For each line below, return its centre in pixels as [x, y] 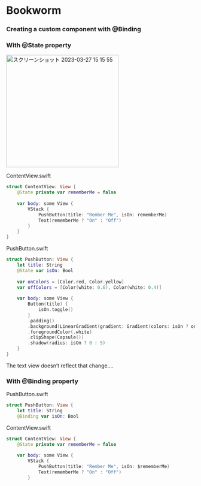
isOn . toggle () [56, 310]
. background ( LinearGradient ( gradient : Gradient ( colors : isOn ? [108, 326]
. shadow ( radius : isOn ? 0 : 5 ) [67, 343]
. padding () [41, 321]
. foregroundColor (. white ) [60, 332]
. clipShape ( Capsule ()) [56, 337]
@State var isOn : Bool [45, 270]
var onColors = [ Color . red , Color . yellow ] [71, 282]
